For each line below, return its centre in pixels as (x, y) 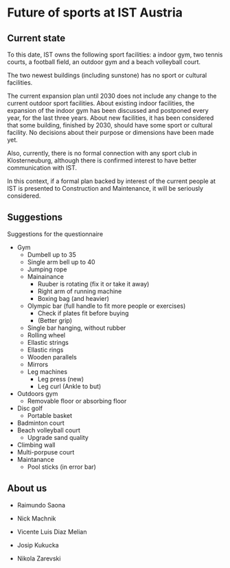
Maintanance (36, 459)
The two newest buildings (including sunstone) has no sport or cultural (107, 75)
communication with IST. (42, 168)
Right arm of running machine (80, 291)
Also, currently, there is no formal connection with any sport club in (102, 153)
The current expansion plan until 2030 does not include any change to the (112, 96)
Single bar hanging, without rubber (77, 328)
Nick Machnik (36, 518)
